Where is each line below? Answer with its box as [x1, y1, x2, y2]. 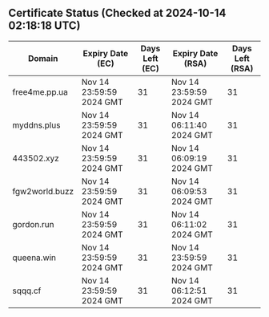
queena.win [12, 252, 57, 263]
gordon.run [12, 218, 54, 230]
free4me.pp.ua [12, 86, 68, 97]
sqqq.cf [12, 285, 42, 296]
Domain [27, 52, 58, 63]
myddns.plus [12, 120, 61, 131]
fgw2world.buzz [12, 185, 74, 197]
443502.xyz [12, 152, 60, 164]
